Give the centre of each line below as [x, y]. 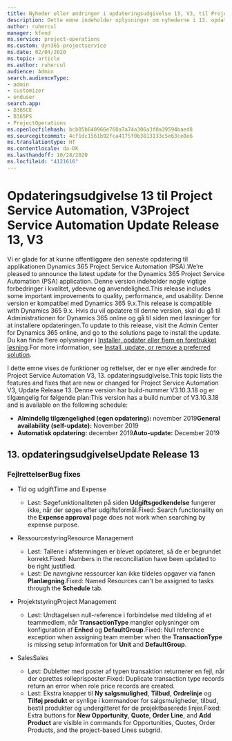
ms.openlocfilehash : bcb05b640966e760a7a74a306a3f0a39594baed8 [100, 129]
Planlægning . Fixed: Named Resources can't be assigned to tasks [120, 581]
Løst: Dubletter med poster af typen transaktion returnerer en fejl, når [126, 671]
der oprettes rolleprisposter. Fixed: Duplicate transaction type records [126, 679]
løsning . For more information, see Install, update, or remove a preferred [109, 347]
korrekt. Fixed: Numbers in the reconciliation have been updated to [122, 559]
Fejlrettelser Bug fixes [44, 474]
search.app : [24, 104]
